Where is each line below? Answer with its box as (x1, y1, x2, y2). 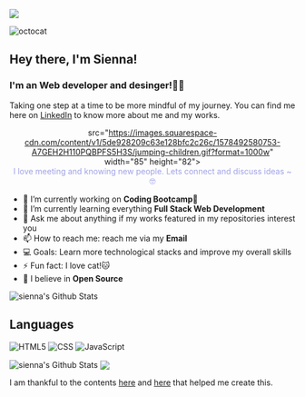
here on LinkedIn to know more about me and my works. (9, 109, 221, 120)
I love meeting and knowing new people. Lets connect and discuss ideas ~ (13, 165, 292, 176)
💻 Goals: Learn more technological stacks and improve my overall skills (22, 246, 292, 257)
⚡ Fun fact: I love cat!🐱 (22, 260, 111, 271)
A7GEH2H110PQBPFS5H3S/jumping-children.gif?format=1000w (31, 146, 271, 157)
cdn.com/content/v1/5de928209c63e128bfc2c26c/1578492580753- (24, 136, 281, 147)
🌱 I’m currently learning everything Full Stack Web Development (22, 203, 265, 213)
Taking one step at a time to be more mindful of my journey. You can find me (9, 100, 296, 111)
